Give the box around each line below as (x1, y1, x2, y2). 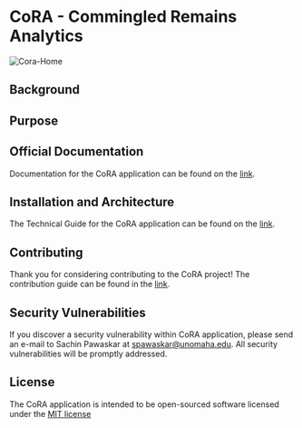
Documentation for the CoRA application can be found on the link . (9, 168, 256, 179)
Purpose (9, 113, 59, 128)
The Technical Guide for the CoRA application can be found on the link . (9, 218, 275, 229)
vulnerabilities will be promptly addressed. (9, 348, 168, 359)
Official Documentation (9, 144, 144, 160)
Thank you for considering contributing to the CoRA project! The (9, 269, 250, 280)
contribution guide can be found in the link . (9, 279, 170, 290)
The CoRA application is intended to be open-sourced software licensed (9, 398, 279, 410)
